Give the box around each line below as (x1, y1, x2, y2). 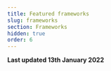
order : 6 (7, 37, 33, 44)
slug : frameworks (7, 17, 58, 24)
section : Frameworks (7, 23, 68, 30)
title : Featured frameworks (7, 10, 90, 18)
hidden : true (7, 30, 46, 37)
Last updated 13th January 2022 (7, 56, 104, 64)
